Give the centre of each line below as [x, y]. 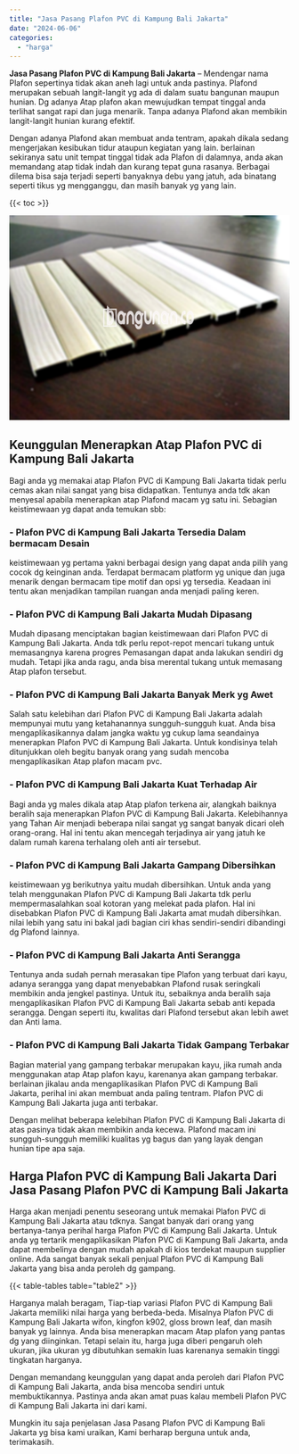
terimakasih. [32, 1442]
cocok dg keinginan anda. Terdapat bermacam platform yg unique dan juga [147, 572]
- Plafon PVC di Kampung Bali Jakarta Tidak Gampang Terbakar [149, 1045]
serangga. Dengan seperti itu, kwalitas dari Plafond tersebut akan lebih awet [149, 1012]
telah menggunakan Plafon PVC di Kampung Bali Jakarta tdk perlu [130, 894]
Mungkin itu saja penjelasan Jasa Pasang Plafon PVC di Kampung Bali [137, 1423]
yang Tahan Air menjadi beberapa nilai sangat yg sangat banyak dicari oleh [147, 823]
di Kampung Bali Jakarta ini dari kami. [78, 1406]
